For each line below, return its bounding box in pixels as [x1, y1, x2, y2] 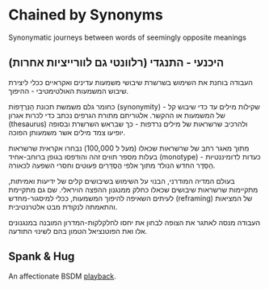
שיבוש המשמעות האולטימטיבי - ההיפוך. [8, 86, 129, 96]
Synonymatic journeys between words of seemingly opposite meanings [8, 32, 246, 42]
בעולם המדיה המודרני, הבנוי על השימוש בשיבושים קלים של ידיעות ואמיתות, [8, 176, 236, 185]
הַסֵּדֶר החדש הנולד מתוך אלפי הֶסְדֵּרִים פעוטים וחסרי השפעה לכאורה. [8, 160, 216, 170]
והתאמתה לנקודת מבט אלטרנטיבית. [8, 202, 118, 211]
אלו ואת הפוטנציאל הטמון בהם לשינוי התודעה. [8, 226, 148, 236]
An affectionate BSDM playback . [8, 271, 117, 281]
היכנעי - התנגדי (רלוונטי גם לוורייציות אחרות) [8, 56, 225, 70]
